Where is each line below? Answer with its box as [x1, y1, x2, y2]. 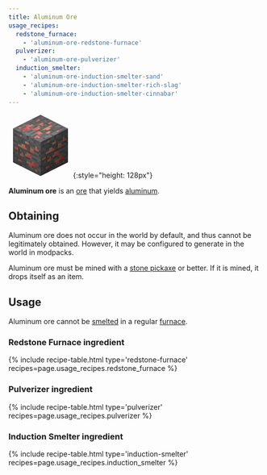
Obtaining [8, 209, 60, 223]
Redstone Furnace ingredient [8, 337, 125, 348]
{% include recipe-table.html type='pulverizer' [8, 402, 163, 411]
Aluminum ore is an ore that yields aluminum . [8, 185, 160, 195]
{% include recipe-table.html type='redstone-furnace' [8, 355, 188, 365]
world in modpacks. [8, 248, 74, 257]
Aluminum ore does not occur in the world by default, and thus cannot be [8, 231, 252, 240]
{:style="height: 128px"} [73, 170, 153, 180]
